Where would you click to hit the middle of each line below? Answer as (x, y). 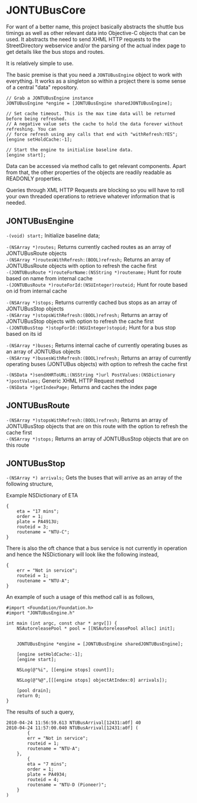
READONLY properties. (34, 179)
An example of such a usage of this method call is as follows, (80, 597)
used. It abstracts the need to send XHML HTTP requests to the (83, 39)
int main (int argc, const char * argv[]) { (62, 624)
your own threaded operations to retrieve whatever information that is (91, 196)
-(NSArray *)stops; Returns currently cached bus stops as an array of (91, 302)
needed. (16, 202)
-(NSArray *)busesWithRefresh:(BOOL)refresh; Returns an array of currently (99, 358)
